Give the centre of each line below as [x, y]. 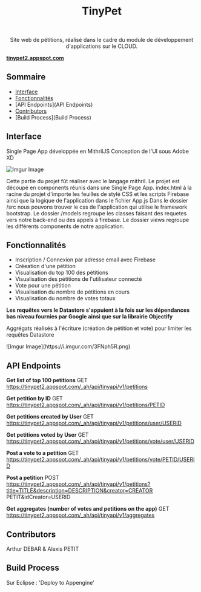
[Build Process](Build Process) [53, 117]
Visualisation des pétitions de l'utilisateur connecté [78, 279]
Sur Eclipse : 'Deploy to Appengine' [51, 582]
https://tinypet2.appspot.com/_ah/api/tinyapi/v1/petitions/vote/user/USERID [100, 442]
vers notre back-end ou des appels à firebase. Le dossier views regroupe [98, 220]
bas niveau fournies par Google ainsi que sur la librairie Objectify [90, 317]
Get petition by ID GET [35, 399]
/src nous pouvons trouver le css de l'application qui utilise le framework [97, 207]
